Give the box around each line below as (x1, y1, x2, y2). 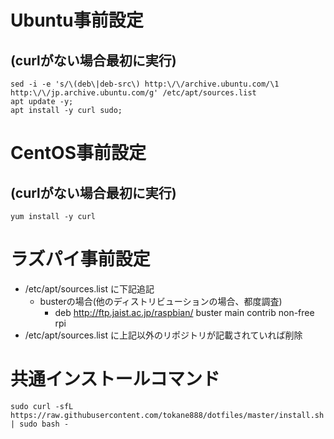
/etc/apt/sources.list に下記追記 (24, 282, 155, 295)
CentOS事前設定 (10, 142, 147, 165)
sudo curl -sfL (10, 401, 74, 411)
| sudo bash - (10, 419, 70, 429)
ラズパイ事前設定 (10, 248, 151, 271)
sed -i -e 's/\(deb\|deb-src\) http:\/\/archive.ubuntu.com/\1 (10, 79, 280, 89)
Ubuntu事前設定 (10, 9, 144, 32)
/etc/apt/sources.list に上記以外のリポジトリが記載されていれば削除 (24, 329, 303, 341)
